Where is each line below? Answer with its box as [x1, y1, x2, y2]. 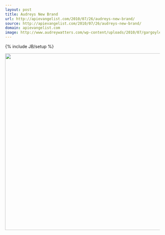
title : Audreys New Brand [5, 12, 58, 17]
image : [5, 30, 19, 35]
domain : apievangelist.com [5, 26, 60, 30]
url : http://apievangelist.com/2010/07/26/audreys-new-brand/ [5, 16, 135, 21]
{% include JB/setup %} [5, 44, 54, 49]
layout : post [5, 7, 32, 12]
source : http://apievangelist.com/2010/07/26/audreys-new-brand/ [5, 21, 141, 26]
